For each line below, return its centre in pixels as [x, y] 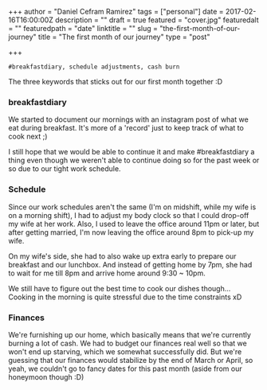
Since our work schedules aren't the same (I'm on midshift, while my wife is [132, 207]
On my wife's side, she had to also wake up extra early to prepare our [122, 256]
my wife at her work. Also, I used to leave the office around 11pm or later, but [134, 224]
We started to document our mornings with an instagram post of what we [128, 119]
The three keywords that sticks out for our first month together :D [116, 82]
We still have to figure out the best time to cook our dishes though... [120, 288]
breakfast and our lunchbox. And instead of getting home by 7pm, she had [130, 264]
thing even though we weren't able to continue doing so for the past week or [134, 160]
